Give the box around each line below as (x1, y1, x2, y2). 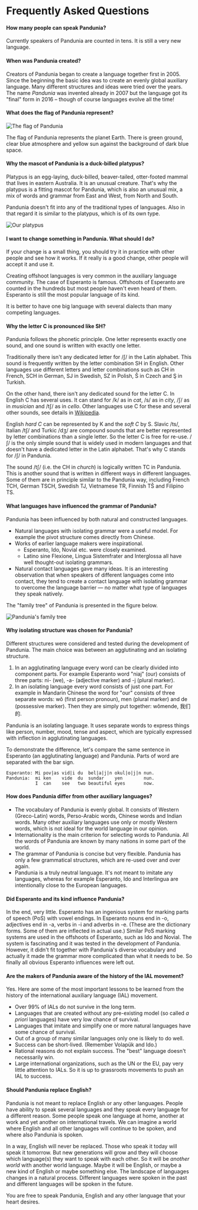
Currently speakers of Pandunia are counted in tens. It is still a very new (6, 37, 181, 44)
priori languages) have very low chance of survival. (14, 1016, 140, 1023)
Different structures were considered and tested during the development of (6, 639, 189, 647)
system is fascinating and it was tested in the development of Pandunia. (6, 940, 181, 947)
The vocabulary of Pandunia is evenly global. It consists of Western (14, 806, 179, 813)
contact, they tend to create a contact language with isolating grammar (14, 577, 188, 585)
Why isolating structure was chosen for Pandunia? (6, 627, 133, 634)
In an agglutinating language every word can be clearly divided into (14, 664, 179, 671)
